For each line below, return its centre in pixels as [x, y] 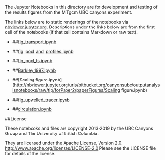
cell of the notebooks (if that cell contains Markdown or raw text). [71, 32]
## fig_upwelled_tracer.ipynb [41, 100]
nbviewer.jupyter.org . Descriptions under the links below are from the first [80, 27]
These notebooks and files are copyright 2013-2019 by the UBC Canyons [79, 128]
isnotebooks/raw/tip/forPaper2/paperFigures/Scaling [66, 90]
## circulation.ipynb [32, 109]
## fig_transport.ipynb [34, 42]
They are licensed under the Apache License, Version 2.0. [64, 143]
